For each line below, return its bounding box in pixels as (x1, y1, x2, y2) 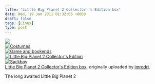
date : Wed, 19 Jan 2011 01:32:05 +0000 (5, 12, 86, 17)
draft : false (5, 16, 32, 21)
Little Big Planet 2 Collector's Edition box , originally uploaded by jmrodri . (5, 64, 150, 70)
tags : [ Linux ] (5, 20, 34, 26)
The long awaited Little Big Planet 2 (5, 73, 77, 79)
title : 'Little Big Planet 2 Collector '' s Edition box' (5, 7, 121, 12)
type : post (5, 25, 27, 30)
